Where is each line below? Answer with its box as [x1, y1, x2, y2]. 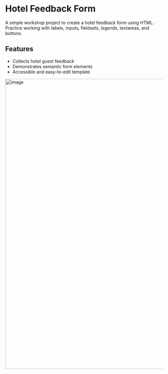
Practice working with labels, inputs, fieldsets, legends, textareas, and [5, 25, 149, 31]
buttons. [5, 30, 22, 36]
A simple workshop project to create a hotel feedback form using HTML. [5, 20, 154, 26]
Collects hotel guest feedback [12, 58, 74, 64]
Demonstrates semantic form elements [12, 63, 92, 69]
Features [5, 45, 33, 53]
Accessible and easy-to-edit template [12, 69, 90, 75]
